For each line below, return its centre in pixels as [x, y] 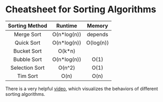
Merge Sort [28, 34]
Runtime [67, 26]
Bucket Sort [28, 51]
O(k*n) [67, 51]
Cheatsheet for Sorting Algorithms [81, 9]
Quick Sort [28, 43]
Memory [98, 26]
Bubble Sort [28, 59]
